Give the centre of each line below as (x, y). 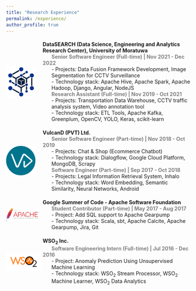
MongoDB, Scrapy (73, 164)
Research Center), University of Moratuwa (95, 50)
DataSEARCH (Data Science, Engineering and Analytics (111, 45)
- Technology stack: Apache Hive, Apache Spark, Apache (121, 82)
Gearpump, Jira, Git (75, 227)
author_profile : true (32, 25)
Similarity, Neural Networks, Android (95, 189)
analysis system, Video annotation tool (98, 107)
